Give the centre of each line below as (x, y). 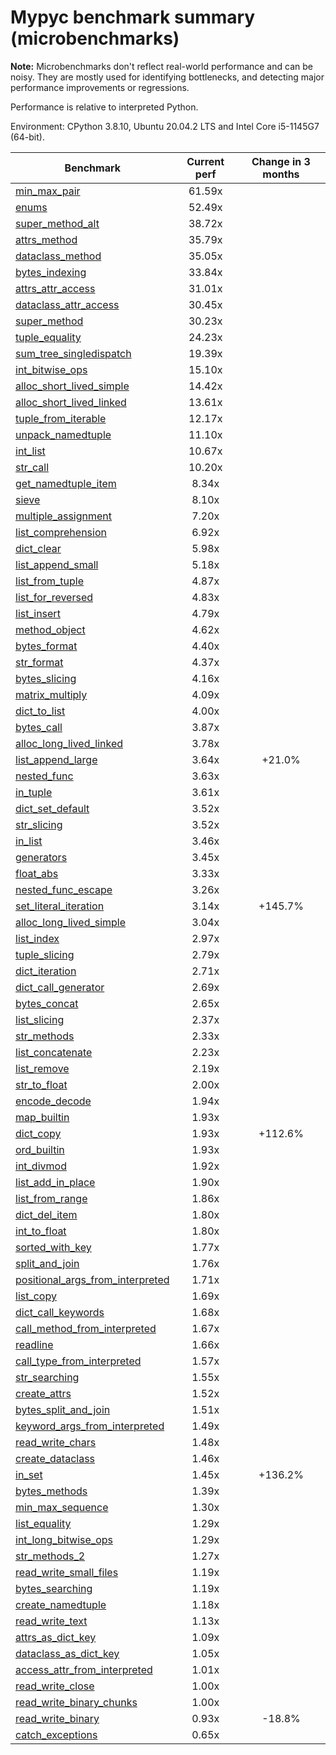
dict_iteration (46, 971)
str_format (39, 662)
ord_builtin (40, 1149)
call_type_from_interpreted (78, 1361)
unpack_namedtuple (63, 434)
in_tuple (34, 792)
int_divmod (41, 1166)
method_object (50, 629)
